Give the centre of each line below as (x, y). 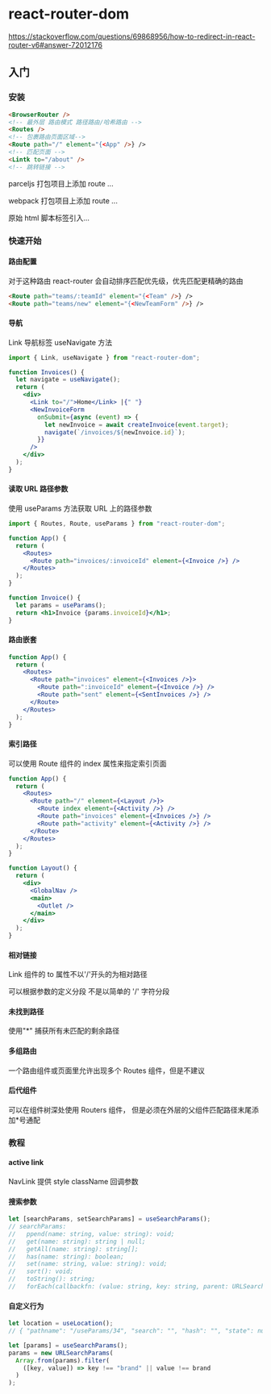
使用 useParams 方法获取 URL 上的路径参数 (80, 508)
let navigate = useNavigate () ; (68, 380)
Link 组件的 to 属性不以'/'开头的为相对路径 (78, 975)
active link (26, 1162)
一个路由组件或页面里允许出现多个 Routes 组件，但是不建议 (107, 1071)
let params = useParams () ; (61, 605)
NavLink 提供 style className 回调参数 (73, 1181)
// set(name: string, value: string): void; (88, 1264)
